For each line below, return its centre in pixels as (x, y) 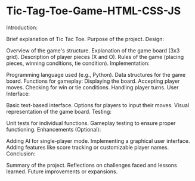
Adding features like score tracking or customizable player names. (88, 147)
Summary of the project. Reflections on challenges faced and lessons (92, 165)
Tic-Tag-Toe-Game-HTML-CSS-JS (93, 11)
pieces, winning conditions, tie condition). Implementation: (78, 63)
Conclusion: (21, 154)
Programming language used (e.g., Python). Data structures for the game (96, 74)
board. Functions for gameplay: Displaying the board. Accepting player (93, 81)
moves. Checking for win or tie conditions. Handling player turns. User (92, 87)
